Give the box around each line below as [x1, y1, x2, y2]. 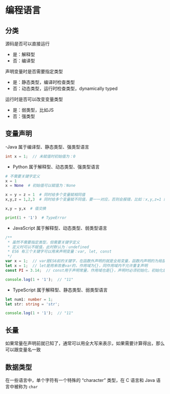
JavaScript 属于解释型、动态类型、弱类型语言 [12, 225, 107, 231]
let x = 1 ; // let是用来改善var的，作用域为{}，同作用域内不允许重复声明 [5, 263, 148, 268]
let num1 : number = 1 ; [5, 297, 53, 302]
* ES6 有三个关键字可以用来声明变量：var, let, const [7, 249, 112, 254]
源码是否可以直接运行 [5, 41, 50, 46]
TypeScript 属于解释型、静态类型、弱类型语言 [12, 286, 108, 293]
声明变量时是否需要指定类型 [5, 69, 63, 74]
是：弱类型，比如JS [12, 107, 54, 113]
